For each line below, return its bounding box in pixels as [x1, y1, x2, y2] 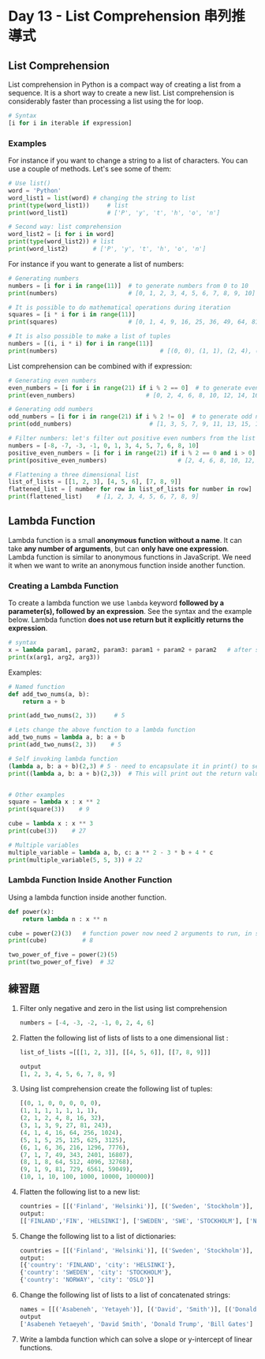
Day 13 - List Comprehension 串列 [8, 7, 232, 25]
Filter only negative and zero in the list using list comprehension [19, 1003, 227, 1013]
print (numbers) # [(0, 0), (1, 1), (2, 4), [8, 346, 252, 355]
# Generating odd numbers [8, 406, 93, 414]
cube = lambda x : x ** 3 [8, 820, 93, 828]
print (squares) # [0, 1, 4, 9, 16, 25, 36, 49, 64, [8, 318, 248, 326]
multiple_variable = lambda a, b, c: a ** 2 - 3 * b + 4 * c [8, 848, 214, 856]
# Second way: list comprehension [8, 223, 122, 231]
